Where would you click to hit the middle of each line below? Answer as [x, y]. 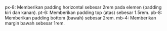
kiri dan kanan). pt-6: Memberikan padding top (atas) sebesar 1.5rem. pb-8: [83, 12]
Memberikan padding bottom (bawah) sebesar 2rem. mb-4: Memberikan [80, 18]
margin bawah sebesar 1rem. [35, 23]
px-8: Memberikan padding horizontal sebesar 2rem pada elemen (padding [83, 7]
